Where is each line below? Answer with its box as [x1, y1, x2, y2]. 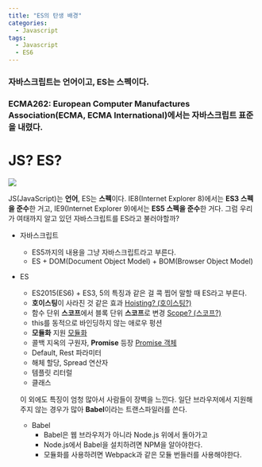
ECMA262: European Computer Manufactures [8, 98, 191, 109]
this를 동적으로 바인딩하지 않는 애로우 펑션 [31, 317, 163, 327]
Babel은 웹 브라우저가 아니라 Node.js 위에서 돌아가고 [43, 430, 208, 439]
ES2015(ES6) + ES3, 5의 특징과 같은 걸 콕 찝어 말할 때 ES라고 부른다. [31, 288, 248, 298]
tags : [8, 33, 26, 42]
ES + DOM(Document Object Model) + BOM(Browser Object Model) [31, 256, 254, 266]
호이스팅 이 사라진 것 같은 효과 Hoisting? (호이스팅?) [31, 298, 192, 307]
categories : [8, 19, 48, 27]
